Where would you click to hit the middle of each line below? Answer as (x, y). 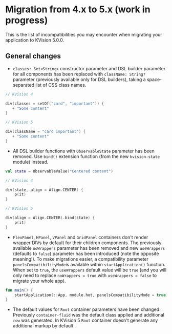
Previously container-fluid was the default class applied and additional (89, 315)
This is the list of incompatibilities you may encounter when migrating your (84, 34)
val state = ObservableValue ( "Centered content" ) (59, 171)
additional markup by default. (44, 326)
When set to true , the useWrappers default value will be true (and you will (90, 270)
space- (154, 79)
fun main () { (19, 290)
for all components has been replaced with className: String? (79, 74)
